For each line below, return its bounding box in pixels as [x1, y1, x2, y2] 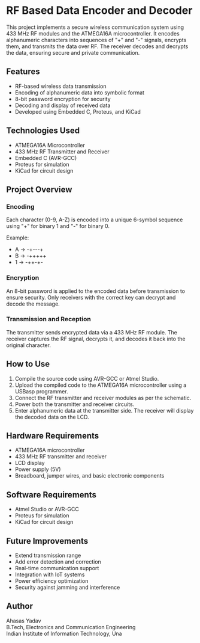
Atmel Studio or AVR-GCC [14, 506, 79, 513]
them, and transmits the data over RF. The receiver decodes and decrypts [6, 43, 189, 50]
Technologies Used [6, 126, 80, 136]
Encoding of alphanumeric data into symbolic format [14, 88, 145, 96]
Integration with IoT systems [14, 571, 85, 578]
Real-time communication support [14, 565, 99, 572]
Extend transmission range [14, 552, 81, 559]
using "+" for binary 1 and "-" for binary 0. [6, 223, 110, 230]
